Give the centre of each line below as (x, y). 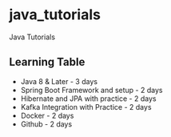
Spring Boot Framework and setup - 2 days (91, 90)
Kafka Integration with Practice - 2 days (86, 107)
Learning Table (47, 62)
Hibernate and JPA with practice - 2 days (88, 99)
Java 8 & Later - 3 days (59, 81)
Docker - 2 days (47, 115)
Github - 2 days (46, 124)
